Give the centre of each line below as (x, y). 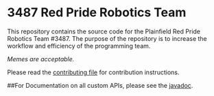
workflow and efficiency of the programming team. (79, 46)
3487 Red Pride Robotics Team (97, 13)
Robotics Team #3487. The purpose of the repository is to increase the (107, 38)
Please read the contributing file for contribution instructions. (93, 72)
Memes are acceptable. (41, 59)
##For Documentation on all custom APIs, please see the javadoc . (100, 85)
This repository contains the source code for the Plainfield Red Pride (104, 31)
